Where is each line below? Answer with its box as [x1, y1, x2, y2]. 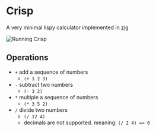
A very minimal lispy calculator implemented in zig [6, 24, 129, 31]
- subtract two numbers [14, 81, 73, 88]
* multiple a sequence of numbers [14, 93, 98, 100]
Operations [6, 52, 49, 63]
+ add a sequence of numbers [14, 68, 88, 76]
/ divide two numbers [14, 106, 68, 114]
